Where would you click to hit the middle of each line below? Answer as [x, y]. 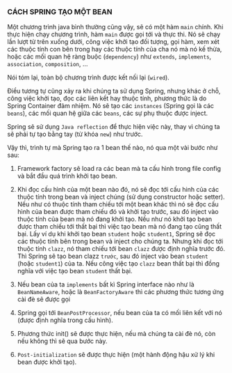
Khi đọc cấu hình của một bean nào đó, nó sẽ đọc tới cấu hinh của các [118, 190]
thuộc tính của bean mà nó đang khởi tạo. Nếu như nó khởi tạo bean [115, 219]
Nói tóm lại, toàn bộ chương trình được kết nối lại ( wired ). [89, 77]
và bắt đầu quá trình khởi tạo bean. [67, 176]
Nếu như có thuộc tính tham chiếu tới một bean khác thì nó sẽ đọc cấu [118, 204]
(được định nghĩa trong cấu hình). [65, 320]
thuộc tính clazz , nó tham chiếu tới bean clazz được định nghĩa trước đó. [121, 249]
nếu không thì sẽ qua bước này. [62, 341]
